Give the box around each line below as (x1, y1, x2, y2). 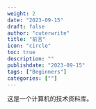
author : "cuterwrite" (7, 29, 70, 37)
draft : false (7, 23, 45, 30)
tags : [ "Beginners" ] (7, 68, 67, 75)
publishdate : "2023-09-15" (7, 62, 86, 69)
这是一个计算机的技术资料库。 (7, 94, 93, 103)
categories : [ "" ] (7, 74, 58, 82)
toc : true (7, 49, 36, 56)
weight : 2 (7, 10, 36, 17)
